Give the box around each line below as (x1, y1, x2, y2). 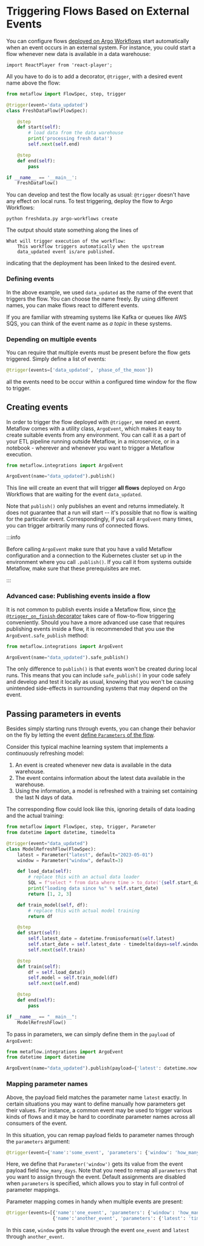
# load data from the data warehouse (28, 130, 123, 136)
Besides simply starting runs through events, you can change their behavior (6, 725, 196, 733)
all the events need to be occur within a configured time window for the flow (6, 378, 197, 385)
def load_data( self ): (17, 868, 72, 874)
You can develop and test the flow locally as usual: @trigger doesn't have (6, 191, 190, 198)
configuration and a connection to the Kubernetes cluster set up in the (6, 552, 182, 559)
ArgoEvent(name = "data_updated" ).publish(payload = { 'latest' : (6, 1065, 162, 1071)
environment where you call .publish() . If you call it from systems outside (6, 559, 192, 566)
